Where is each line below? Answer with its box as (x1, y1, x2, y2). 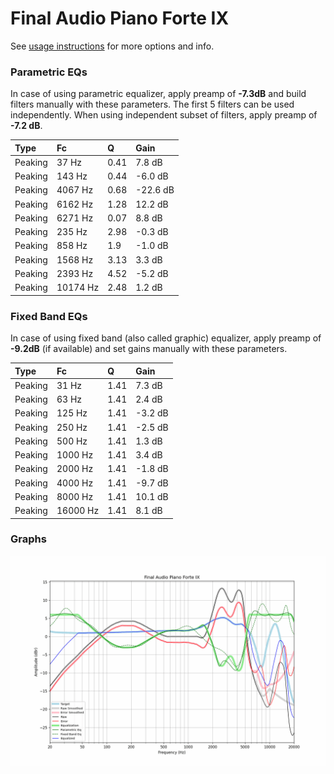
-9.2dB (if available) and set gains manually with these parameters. (10, 343, 288, 355)
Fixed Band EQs (10, 309, 88, 323)
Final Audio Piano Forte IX (10, 7, 230, 30)
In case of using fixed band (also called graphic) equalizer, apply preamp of (10, 332, 322, 344)
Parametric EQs (10, 65, 88, 79)
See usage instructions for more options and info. (10, 40, 215, 52)
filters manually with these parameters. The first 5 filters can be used (10, 98, 295, 111)
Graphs (10, 532, 47, 546)
